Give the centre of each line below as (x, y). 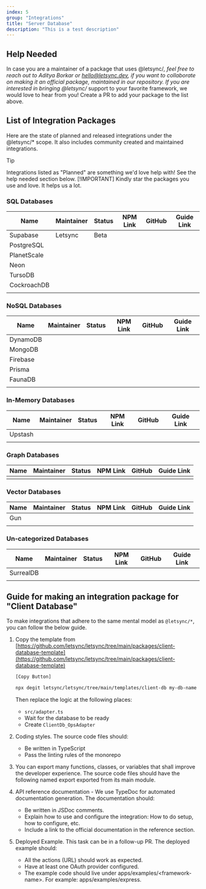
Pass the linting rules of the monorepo (73, 755)
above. (15, 101)
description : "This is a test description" (63, 29)
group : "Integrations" (35, 18)
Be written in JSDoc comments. (64, 810)
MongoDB (24, 349)
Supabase (24, 235)
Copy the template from (45, 640)
